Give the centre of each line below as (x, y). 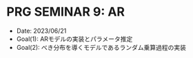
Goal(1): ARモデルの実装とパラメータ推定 (74, 39)
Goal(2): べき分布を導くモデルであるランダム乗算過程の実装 (101, 47)
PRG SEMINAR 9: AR (66, 12)
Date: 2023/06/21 (41, 31)
